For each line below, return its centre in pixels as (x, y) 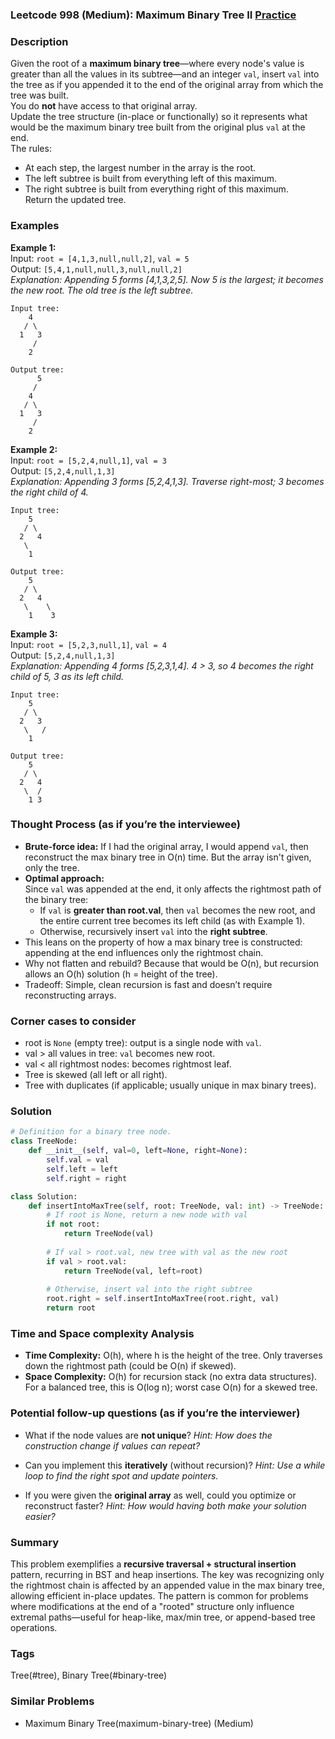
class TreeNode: (44, 1141)
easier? (40, 1516)
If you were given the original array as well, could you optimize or (160, 1495)
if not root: (73, 1224)
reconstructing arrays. (70, 995)
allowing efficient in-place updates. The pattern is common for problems (159, 1595)
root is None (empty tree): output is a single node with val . (143, 1043)
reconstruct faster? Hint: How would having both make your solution (165, 1505)
